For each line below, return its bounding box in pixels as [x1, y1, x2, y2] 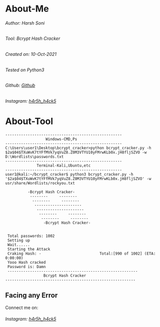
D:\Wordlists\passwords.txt [5, 154, 64, 159]
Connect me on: [5, 304, 39, 310]
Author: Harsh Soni [5, 20, 45, 26]
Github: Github [5, 83, 36, 89]
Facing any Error [5, 291, 58, 300]
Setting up [7, 237, 30, 243]
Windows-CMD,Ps [45, 136, 78, 141]
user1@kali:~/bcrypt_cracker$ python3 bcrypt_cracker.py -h [5, 172, 134, 177]
